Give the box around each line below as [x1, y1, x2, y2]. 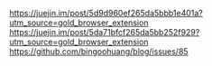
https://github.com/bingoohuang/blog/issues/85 [9, 46, 189, 57]
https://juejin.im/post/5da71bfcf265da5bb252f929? [9, 27, 200, 37]
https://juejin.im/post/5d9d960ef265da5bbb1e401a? [9, 8, 203, 18]
